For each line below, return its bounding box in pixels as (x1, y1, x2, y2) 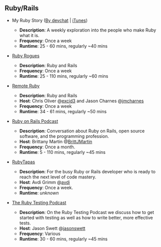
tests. (19, 220, 31, 226)
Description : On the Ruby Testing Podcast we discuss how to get (19, 209, 154, 215)
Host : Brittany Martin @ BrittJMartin (19, 138, 92, 144)
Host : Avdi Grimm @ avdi (19, 179, 70, 185)
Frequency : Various (19, 230, 60, 236)
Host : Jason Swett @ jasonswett (19, 225, 85, 231)
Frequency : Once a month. (19, 144, 75, 150)
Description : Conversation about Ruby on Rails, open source (19, 128, 145, 134)
